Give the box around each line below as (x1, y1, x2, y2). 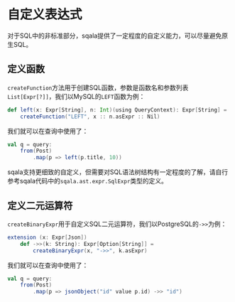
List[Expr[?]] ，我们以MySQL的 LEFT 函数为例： (7, 92, 146, 100)
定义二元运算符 (7, 200, 73, 212)
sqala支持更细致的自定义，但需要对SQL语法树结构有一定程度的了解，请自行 (7, 168, 229, 176)
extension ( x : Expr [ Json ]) (7, 234, 87, 241)
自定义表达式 (7, 6, 83, 23)
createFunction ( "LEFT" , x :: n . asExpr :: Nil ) (20, 113, 160, 120)
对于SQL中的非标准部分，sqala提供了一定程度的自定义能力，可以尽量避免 (7, 31, 222, 40)
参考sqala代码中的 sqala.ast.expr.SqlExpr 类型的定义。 (7, 177, 168, 185)
